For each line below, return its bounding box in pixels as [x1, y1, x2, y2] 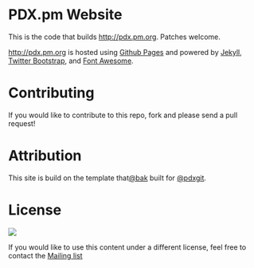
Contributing [8, 84, 95, 102]
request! [8, 118, 36, 128]
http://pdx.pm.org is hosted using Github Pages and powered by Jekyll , [8, 47, 243, 57]
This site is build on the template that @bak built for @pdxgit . [8, 173, 207, 183]
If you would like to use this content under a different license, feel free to [8, 242, 247, 252]
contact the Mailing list [8, 250, 83, 260]
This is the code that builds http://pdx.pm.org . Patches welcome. [8, 32, 221, 41]
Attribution [8, 147, 82, 165]
